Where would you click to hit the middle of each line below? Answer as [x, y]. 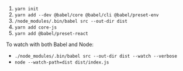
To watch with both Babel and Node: [50, 44]
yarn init [27, 9]
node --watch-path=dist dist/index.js [62, 62]
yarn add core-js [36, 27]
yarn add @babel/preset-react [51, 34]
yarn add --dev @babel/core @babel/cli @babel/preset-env [87, 15]
